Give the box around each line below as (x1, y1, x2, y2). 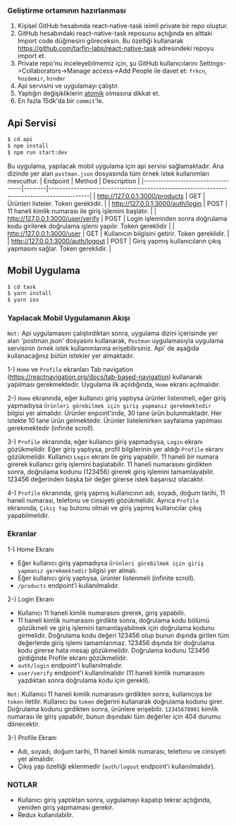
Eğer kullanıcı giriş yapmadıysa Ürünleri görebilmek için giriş (17, 558, 204, 567)
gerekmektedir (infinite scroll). (7, 424, 95, 433)
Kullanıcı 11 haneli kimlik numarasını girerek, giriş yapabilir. (17, 608, 186, 617)
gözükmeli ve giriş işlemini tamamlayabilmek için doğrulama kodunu (17, 623, 215, 632)
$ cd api (7, 136, 33, 143)
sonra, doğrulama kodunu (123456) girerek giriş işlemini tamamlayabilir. (7, 468, 215, 476)
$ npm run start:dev (7, 149, 68, 156)
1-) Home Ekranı (7, 545, 54, 553)
